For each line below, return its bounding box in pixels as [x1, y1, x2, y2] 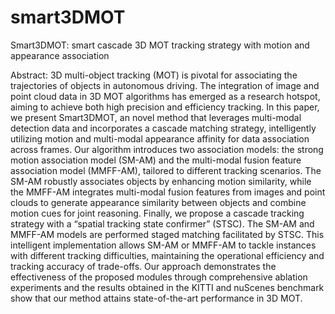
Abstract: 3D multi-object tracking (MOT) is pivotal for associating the [10, 69, 298, 81]
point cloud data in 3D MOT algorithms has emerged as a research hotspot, [10, 90, 321, 102]
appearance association [10, 49, 110, 61]
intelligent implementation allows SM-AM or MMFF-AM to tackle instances [10, 239, 317, 251]
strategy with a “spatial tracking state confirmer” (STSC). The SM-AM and [10, 217, 315, 230]
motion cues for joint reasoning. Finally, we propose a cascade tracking [10, 207, 305, 219]
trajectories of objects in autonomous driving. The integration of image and [10, 79, 320, 91]
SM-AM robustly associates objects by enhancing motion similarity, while [10, 175, 312, 187]
